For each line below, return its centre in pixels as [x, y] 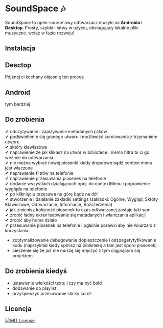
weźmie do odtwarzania [29, 157]
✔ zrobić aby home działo [31, 220]
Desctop [18, 65]
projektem [22, 255]
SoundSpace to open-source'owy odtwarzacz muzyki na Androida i [74, 22]
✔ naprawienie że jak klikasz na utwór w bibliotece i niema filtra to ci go [77, 152]
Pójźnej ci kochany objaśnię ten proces [45, 77]
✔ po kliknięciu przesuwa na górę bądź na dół [51, 194]
